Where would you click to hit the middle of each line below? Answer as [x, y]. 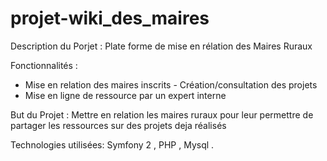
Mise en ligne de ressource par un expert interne [125, 95]
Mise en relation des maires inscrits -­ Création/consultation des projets [171, 84]
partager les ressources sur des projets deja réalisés [118, 125]
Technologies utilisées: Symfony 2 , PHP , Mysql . [112, 144]
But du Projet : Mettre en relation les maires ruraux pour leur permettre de [162, 114]
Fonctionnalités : [44, 65]
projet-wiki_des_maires [110, 18]
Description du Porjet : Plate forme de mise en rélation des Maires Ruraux [161, 46]
